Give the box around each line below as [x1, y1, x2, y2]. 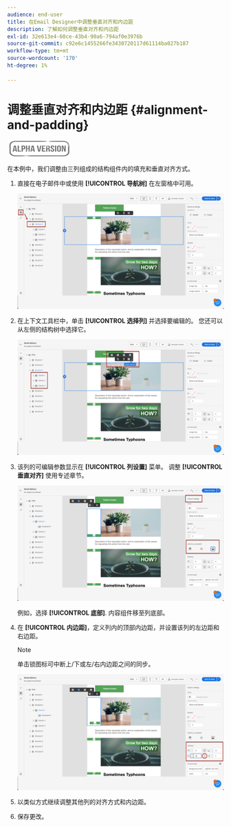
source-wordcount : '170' [7, 55, 78, 62]
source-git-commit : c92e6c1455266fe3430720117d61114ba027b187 [7, 40, 189, 48]
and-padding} [7, 117, 89, 132]
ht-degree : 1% [7, 62, 48, 69]
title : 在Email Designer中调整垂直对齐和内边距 [7, 18, 134, 25]
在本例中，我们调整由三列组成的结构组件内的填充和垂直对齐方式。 [7, 164, 194, 172]
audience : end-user [7, 11, 63, 18]
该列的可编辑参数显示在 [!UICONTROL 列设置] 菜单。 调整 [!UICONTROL [16, 462, 223, 471]
